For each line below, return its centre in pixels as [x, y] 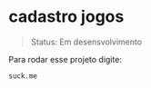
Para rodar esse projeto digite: [65, 59]
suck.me [23, 76]
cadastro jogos [66, 17]
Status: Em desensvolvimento [86, 42]
